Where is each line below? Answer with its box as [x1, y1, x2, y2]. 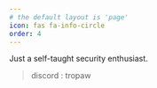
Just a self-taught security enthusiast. [9, 54, 148, 64]
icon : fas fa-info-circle [9, 21, 105, 30]
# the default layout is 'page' [9, 12, 129, 22]
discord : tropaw [30, 70, 91, 81]
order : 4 [9, 29, 42, 38]
